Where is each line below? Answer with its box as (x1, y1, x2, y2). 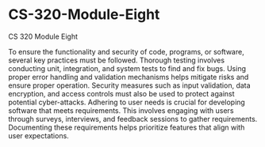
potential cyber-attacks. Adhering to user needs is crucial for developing (8, 97, 246, 107)
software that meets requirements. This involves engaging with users (8, 105, 234, 115)
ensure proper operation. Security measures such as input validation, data (8, 81, 252, 90)
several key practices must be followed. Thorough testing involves (8, 55, 225, 65)
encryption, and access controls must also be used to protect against (8, 89, 236, 98)
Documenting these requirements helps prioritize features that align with (8, 122, 245, 132)
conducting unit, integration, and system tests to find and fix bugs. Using (8, 63, 247, 73)
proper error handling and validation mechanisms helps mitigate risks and (8, 72, 249, 81)
